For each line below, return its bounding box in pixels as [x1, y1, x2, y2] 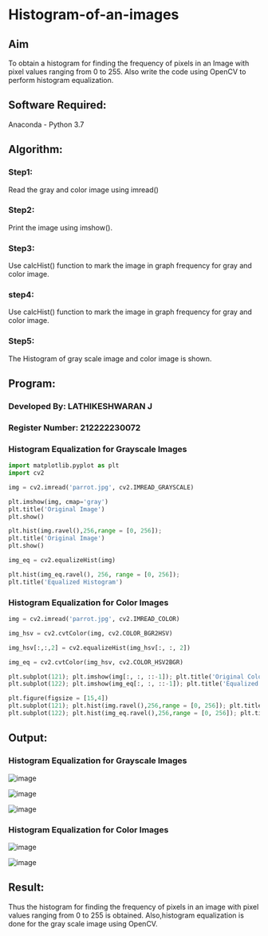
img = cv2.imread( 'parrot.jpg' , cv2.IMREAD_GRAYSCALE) [8, 483, 195, 491]
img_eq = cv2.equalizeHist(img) [8, 556, 116, 564]
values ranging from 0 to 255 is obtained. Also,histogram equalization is [8, 910, 245, 920]
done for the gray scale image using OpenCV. [8, 918, 158, 928]
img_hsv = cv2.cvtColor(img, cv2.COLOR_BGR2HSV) [8, 629, 173, 637]
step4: [8, 289, 34, 301]
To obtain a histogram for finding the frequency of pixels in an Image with [8, 58, 250, 68]
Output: [8, 731, 48, 745]
